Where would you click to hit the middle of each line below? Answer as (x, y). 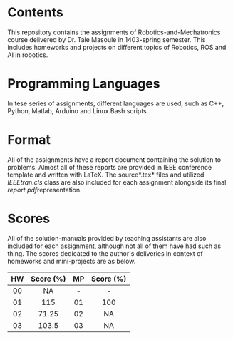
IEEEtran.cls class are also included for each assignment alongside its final (117, 182)
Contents (36, 12)
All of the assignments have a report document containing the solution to (114, 159)
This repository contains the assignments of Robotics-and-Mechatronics (114, 32)
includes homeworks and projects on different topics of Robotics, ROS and (117, 47)
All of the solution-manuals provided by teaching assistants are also (107, 238)
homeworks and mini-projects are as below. (72, 261)
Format (29, 140)
